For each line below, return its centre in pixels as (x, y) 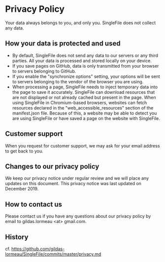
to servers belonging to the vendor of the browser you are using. (78, 81)
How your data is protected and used (63, 44)
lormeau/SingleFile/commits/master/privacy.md (53, 254)
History (17, 237)
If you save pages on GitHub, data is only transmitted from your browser (85, 66)
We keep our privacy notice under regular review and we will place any (77, 178)
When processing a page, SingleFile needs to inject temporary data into (85, 87)
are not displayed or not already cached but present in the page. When (84, 97)
